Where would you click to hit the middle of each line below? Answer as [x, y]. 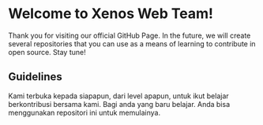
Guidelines [35, 77]
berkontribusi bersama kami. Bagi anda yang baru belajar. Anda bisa [119, 104]
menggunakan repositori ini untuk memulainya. [84, 112]
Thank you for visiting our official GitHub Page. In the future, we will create [130, 35]
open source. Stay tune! [47, 52]
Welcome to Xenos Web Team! [111, 14]
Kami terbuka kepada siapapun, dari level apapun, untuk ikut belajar [118, 96]
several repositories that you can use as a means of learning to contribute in [132, 43]
